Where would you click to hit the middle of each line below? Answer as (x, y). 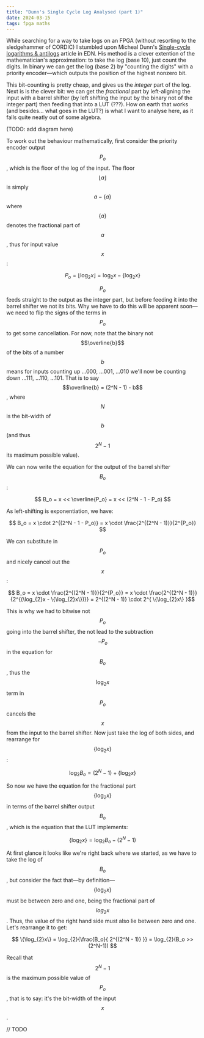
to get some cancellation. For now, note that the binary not (80, 333)
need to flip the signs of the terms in (61, 313)
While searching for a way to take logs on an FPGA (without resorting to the (101, 41)
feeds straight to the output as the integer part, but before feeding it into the (102, 299)
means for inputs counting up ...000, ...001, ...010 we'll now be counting (96, 371)
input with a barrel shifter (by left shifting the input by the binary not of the (100, 98)
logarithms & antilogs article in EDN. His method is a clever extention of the (101, 54)
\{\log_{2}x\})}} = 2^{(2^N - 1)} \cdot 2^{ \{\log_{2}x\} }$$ (123, 599)
